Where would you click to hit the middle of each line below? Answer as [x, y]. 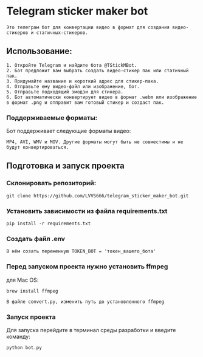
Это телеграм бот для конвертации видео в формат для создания [88, 27]
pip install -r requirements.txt [49, 224]
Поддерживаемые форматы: [52, 118]
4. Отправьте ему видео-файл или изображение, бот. [73, 86]
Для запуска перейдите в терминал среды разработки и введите [91, 330]
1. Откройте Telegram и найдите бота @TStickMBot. [72, 65]
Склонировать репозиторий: [51, 183]
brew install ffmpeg [33, 291]
